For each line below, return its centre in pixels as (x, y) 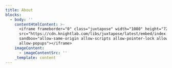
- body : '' (21, 19)
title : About (19, 10)
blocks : (14, 15)
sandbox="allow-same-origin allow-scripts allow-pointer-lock (87, 39)
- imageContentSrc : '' (43, 53)
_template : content (35, 58)
